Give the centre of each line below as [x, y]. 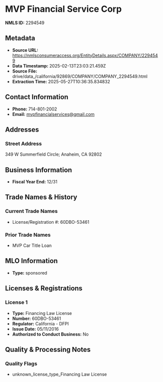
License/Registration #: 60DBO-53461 [51, 222]
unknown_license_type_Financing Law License [59, 374]
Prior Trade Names [28, 235]
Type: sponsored [30, 273]
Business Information [39, 170]
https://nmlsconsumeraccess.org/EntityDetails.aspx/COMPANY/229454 [85, 55]
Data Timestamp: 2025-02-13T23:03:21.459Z [59, 66]
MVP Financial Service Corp [63, 9]
